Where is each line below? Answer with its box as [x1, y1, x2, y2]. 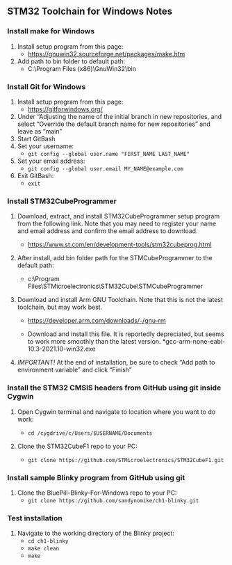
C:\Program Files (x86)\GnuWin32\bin [27, 64, 137, 72]
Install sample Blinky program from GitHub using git [7, 472, 185, 482]
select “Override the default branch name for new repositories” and [17, 120, 210, 128]
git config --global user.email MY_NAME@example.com [27, 165, 184, 173]
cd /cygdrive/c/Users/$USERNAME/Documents [27, 429, 153, 437]
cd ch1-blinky [27, 538, 69, 545]
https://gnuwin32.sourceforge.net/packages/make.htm [27, 49, 185, 58]
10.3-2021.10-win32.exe [27, 344, 96, 353]
